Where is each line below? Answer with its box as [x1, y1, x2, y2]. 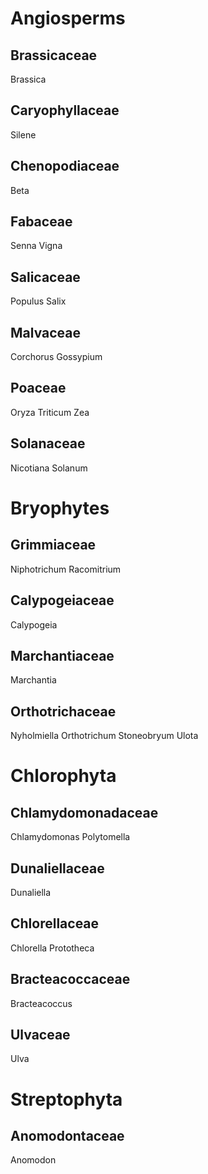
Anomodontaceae [10, 1127, 125, 1144]
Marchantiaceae [10, 647, 115, 664]
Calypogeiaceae [10, 592, 115, 609]
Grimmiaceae [10, 537, 97, 554]
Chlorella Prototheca [10, 942, 95, 954]
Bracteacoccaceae [10, 971, 131, 988]
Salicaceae [10, 268, 81, 286]
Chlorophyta [10, 765, 117, 787]
